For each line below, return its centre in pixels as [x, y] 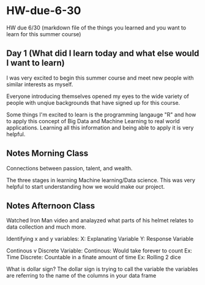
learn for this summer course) [44, 34]
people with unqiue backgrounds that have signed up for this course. [93, 102]
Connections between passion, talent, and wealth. [69, 168]
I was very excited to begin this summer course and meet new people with [100, 78]
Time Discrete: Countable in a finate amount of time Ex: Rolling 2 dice [94, 257]
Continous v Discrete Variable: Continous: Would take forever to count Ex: [99, 251]
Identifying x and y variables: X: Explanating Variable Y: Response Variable [100, 239]
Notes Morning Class [47, 154]
